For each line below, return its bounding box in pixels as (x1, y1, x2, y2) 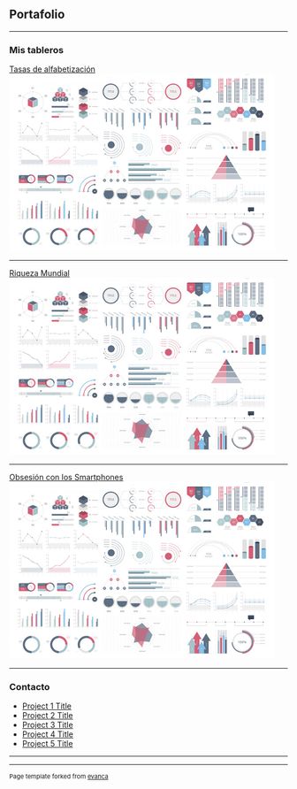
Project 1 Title (21, 701, 72, 711)
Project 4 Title (21, 729, 73, 739)
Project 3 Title (21, 720, 73, 731)
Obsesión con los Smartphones (9, 472, 124, 483)
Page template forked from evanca (9, 772, 109, 781)
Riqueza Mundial (9, 268, 71, 279)
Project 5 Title (21, 739, 73, 749)
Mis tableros (9, 43, 65, 56)
